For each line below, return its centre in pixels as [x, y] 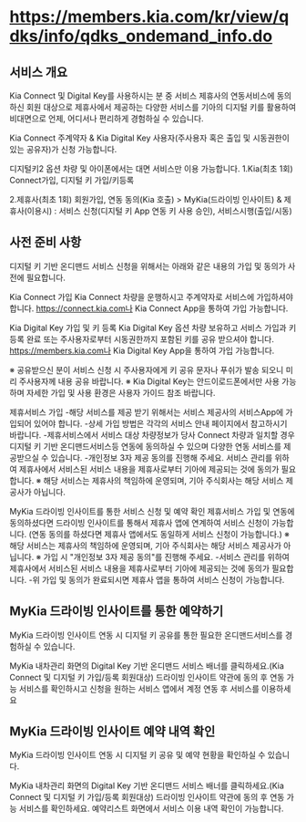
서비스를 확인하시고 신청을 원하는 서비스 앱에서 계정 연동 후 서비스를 [139, 688]
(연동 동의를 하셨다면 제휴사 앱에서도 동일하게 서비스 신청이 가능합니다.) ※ [159, 534]
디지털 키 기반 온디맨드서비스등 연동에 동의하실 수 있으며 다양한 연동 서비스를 [146, 446]
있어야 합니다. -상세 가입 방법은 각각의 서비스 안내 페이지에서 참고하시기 [160, 423]
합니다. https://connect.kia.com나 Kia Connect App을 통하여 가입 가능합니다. [149, 308]
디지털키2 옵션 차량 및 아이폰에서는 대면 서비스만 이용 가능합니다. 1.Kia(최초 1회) [151, 169]
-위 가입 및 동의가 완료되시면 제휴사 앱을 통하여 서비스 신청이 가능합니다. [157, 579]
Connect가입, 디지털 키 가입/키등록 [72, 180]
